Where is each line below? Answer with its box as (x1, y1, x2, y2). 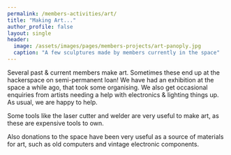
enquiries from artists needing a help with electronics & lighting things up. (7, 90, 219, 98)
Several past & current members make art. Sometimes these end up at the (7, 68, 220, 77)
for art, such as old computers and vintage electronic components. (7, 140, 200, 148)
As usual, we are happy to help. (7, 98, 98, 106)
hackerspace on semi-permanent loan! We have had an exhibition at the (7, 75, 214, 84)
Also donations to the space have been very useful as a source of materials (7, 132, 224, 140)
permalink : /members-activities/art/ (7, 10, 117, 17)
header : (7, 36, 30, 43)
